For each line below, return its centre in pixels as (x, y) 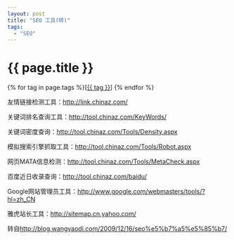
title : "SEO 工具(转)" (39, 20)
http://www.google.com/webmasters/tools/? (141, 192)
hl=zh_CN (21, 199)
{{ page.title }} (51, 68)
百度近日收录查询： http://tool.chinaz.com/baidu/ (77, 177)
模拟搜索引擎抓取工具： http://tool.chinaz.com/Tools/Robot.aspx (99, 147)
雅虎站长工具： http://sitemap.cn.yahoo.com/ (72, 214)
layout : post (26, 14)
